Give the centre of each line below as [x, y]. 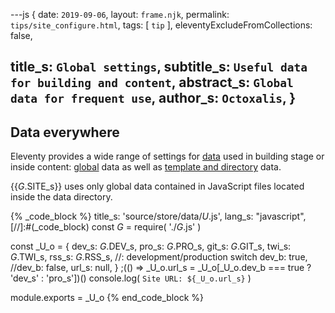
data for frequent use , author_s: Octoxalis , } [153, 98]
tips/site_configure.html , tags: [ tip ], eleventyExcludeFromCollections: [161, 25]
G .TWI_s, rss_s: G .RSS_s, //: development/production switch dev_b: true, [159, 257]
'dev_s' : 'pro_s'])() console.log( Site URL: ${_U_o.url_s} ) [131, 278]
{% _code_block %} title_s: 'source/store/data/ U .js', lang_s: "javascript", [158, 216]
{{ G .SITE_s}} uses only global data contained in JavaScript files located [157, 186]
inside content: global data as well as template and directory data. [146, 167]
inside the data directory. [61, 197]
